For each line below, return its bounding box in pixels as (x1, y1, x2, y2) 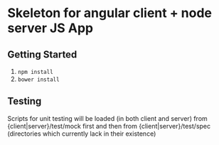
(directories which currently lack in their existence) (7, 129, 156, 138)
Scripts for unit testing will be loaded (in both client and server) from (7, 114, 208, 122)
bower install (17, 76, 60, 83)
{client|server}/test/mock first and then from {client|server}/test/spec (7, 122, 211, 130)
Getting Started (7, 48, 78, 60)
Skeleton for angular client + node (7, 5, 212, 21)
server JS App (7, 20, 94, 36)
